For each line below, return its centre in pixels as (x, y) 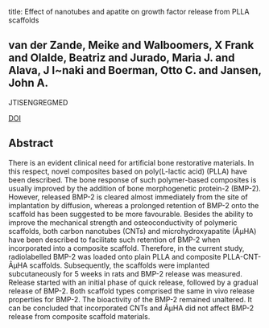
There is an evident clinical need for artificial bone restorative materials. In (131, 162)
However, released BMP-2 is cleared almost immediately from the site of (128, 197)
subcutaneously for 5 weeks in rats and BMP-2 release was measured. (126, 273)
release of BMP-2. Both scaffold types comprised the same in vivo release (132, 291)
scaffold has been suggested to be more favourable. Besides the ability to (131, 214)
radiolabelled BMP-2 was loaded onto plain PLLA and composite (115, 256)
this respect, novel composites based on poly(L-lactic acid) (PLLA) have (128, 171)
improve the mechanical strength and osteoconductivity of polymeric (123, 222)
